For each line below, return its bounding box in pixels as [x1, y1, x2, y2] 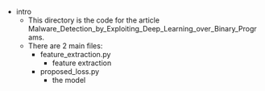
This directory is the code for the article [27, 15, 159, 25]
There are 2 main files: [27, 41, 103, 51]
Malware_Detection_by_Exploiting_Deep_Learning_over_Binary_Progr [27, 24, 257, 33]
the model [52, 76, 86, 85]
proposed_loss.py [39, 67, 100, 76]
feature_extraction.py [39, 50, 111, 59]
